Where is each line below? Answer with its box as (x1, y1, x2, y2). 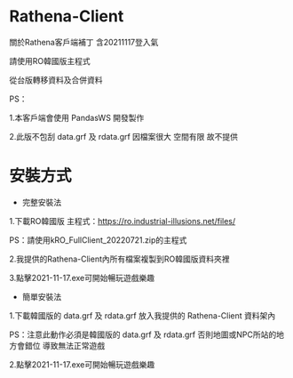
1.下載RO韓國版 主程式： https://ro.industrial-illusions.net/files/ (9, 215, 236, 226)
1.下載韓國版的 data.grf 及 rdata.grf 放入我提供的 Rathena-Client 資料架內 (9, 310, 276, 321)
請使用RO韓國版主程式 (9, 55, 91, 66)
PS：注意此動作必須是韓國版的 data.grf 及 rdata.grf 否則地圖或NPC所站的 (9, 329, 277, 340)
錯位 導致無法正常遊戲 (24, 340, 105, 350)
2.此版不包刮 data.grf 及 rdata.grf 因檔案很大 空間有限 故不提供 (9, 131, 238, 141)
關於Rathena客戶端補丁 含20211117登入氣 (9, 36, 159, 47)
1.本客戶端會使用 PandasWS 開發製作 (9, 112, 145, 123)
